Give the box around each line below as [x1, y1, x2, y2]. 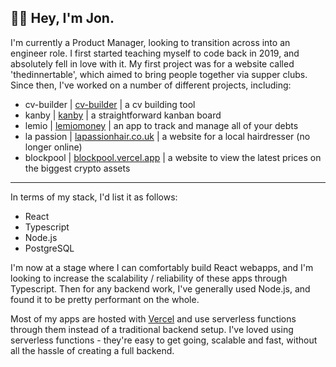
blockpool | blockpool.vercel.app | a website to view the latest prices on [24, 151, 322, 163]
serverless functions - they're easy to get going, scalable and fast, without [10, 334, 318, 346]
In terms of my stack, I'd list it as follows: [10, 191, 178, 203]
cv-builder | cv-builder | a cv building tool [24, 98, 196, 110]
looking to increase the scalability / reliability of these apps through [10, 272, 288, 284]
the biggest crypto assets [24, 162, 131, 174]
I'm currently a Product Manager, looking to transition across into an [10, 36, 291, 48]
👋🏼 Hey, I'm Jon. [10, 10, 115, 27]
